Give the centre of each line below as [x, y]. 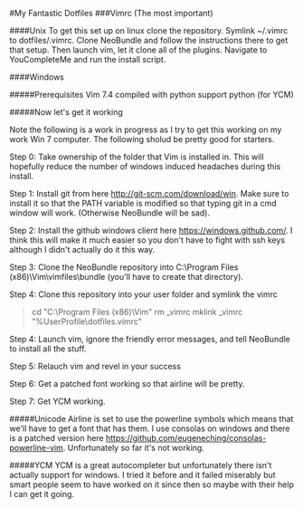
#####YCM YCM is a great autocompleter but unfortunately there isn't [141, 465]
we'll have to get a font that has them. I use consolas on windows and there [150, 428]
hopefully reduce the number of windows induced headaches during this [145, 166]
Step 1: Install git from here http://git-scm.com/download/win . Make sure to [149, 193]
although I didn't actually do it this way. [82, 249]
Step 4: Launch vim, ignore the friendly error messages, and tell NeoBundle [150, 339]
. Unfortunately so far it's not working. [134, 448]
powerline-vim [36, 448]
